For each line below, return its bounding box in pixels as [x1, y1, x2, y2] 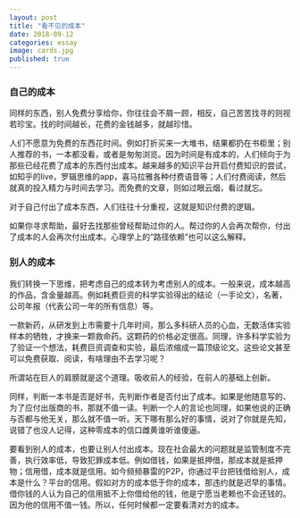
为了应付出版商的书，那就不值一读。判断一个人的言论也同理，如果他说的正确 [9, 402, 291, 413]
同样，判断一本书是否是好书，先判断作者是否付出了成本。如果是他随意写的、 [9, 390, 291, 402]
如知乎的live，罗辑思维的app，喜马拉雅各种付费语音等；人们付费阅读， [9, 171, 271, 182]
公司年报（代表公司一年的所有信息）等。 [9, 300, 158, 311]
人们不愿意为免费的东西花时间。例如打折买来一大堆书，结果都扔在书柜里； [9, 138, 283, 148]
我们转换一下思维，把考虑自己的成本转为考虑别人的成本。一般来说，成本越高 [9, 278, 291, 288]
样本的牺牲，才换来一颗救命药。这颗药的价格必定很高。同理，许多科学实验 [9, 330, 283, 341]
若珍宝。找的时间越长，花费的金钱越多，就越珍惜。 [9, 119, 197, 129]
